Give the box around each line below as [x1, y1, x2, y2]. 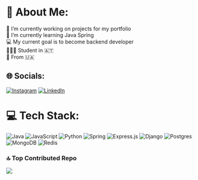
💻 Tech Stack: [6, 108, 80, 122]
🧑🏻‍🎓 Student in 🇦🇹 [6, 46, 54, 54]
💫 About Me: [6, 5, 69, 19]
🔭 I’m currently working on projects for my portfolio [6, 25, 131, 32]
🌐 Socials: [6, 71, 45, 81]
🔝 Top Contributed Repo [6, 154, 77, 162]
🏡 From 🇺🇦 [6, 53, 34, 60]
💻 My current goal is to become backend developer [6, 38, 134, 45]
